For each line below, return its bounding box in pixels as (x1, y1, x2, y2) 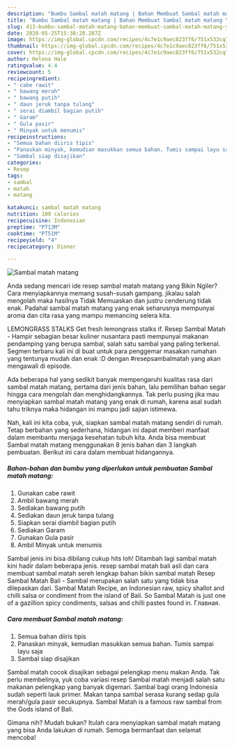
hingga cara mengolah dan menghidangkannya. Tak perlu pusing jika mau (7, 390, 219, 399)
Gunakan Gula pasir (17, 534, 75, 542)
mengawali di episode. (7, 362, 72, 370)
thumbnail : (7, 43, 39, 49)
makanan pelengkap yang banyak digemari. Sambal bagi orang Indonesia (7, 683, 218, 691)
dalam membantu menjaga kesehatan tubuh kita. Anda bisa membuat (7, 433, 206, 442)
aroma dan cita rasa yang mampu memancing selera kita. (7, 311, 172, 320)
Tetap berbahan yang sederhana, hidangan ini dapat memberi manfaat (7, 426, 210, 434)
